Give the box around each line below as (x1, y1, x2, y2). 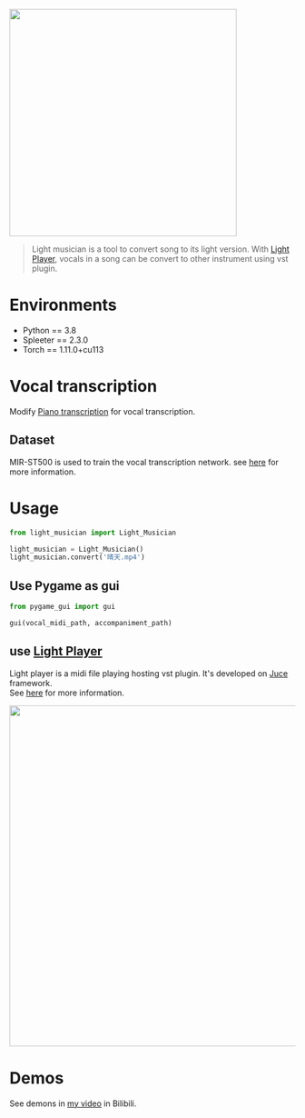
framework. (9, 677, 53, 688)
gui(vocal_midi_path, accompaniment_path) (9, 618, 172, 627)
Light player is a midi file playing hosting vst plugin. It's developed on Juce (9, 667, 289, 679)
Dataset (9, 433, 55, 448)
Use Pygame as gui (9, 578, 120, 594)
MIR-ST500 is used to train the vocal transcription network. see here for (9, 456, 280, 467)
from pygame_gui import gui (9, 603, 116, 612)
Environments (9, 294, 118, 315)
